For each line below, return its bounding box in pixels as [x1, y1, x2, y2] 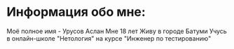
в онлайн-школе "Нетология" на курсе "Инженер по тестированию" [6, 34, 212, 42]
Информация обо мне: [6, 4, 146, 20]
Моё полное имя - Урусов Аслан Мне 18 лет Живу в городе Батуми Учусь [6, 27, 227, 35]
